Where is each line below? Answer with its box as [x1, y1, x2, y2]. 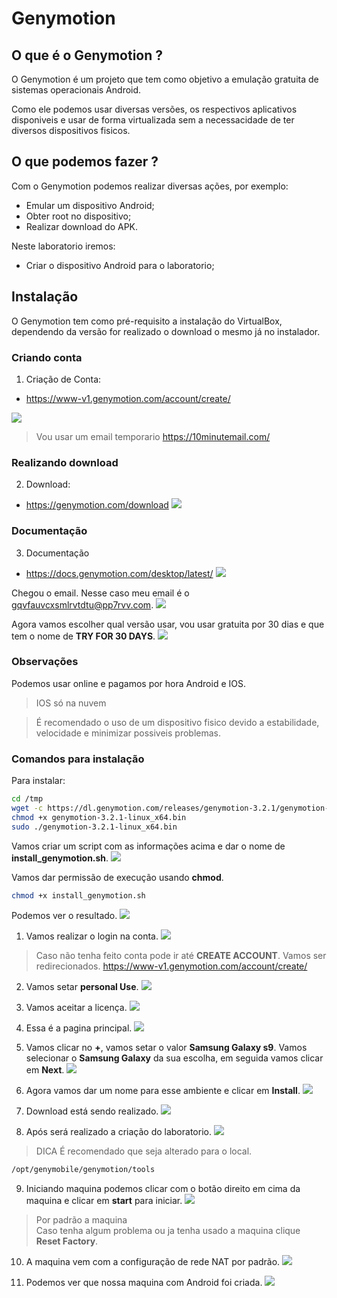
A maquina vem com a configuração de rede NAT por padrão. [25, 1256, 281, 1268]
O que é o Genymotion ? [11, 47, 164, 64]
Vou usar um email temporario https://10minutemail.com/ [35, 430, 271, 442]
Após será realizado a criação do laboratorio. [25, 1126, 212, 1138]
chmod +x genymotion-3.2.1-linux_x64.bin [11, 812, 187, 822]
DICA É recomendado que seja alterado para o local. [35, 1145, 253, 1157]
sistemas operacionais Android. [11, 84, 142, 96]
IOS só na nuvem [35, 697, 107, 709]
